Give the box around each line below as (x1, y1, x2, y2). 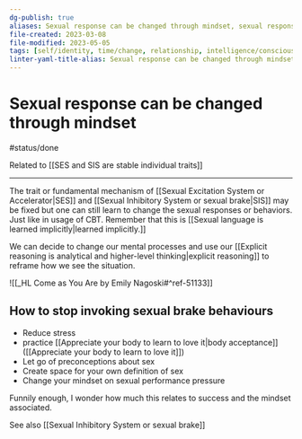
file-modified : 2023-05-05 (9, 38, 111, 48)
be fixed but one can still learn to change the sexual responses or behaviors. (9, 204, 293, 215)
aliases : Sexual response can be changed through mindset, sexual (9, 22, 263, 31)
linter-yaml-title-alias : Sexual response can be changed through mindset (9, 55, 296, 64)
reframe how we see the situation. (9, 259, 136, 270)
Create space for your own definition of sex (22, 365, 184, 376)
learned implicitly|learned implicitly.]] (9, 224, 147, 234)
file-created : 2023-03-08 (9, 30, 106, 39)
